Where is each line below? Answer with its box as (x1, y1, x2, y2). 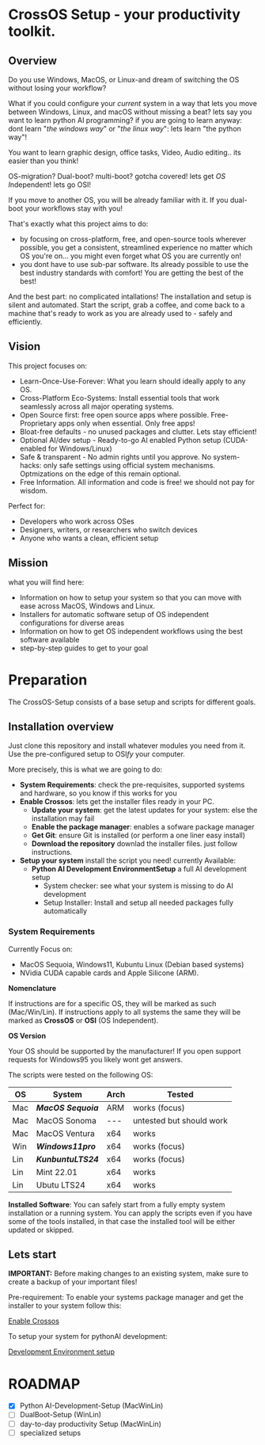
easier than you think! (8, 156, 79, 166)
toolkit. (8, 22, 56, 40)
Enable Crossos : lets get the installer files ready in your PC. (19, 797, 215, 806)
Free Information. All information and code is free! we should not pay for (19, 477, 256, 486)
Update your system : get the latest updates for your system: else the (31, 806, 258, 815)
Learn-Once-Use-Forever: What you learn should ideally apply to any (19, 376, 246, 386)
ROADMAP (8, 1374, 81, 1393)
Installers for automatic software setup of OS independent (19, 609, 210, 619)
